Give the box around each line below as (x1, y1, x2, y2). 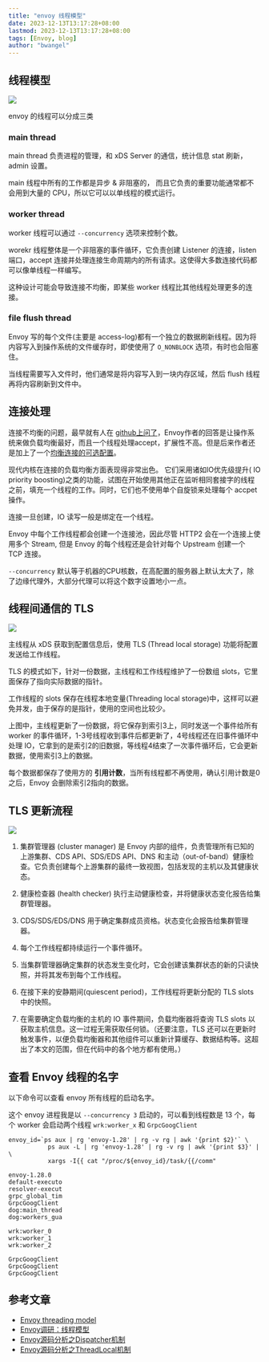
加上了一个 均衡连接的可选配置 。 (14, 447, 121, 457)
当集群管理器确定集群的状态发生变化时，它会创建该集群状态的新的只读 (19, 960, 252, 970)
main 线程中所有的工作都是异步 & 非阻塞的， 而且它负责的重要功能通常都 (8, 178, 247, 188)
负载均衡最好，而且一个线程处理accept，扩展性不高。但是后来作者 (29, 437, 249, 447)
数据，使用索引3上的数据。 (8, 751, 98, 761)
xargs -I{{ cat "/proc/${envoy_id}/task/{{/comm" (47, 1157, 217, 1165)
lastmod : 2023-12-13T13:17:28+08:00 (8, 26, 130, 35)
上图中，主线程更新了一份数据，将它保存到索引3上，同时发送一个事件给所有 (8, 721, 259, 730)
